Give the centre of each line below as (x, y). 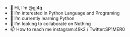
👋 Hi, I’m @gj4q (26, 8)
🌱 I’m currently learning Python (42, 18)
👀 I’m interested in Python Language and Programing (65, 13)
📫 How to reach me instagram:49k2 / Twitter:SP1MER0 (67, 29)
